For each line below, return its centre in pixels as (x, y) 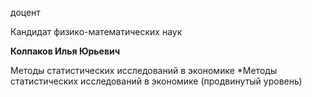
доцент (25, 12)
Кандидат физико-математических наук (96, 31)
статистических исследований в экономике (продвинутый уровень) (156, 81)
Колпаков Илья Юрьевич (65, 51)
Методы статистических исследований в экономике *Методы (144, 70)
